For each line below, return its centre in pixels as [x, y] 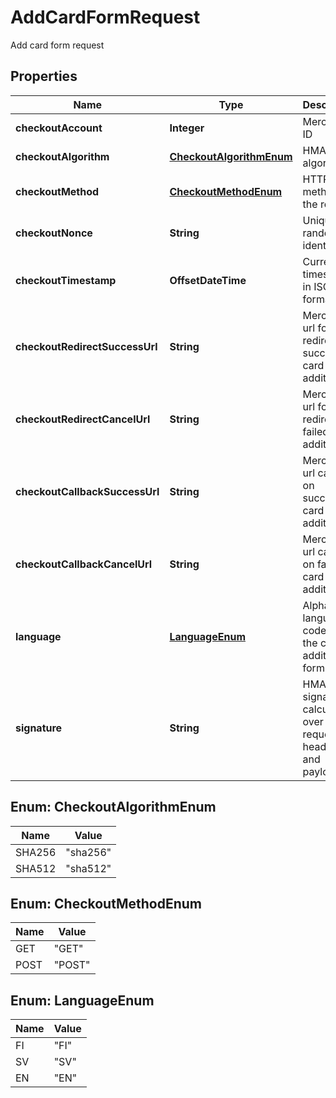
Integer [187, 128]
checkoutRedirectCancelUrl [83, 419]
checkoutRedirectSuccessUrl [86, 346]
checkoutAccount [59, 128]
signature [39, 728]
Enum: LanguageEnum [82, 1000]
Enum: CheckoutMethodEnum [106, 903]
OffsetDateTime [208, 280]
